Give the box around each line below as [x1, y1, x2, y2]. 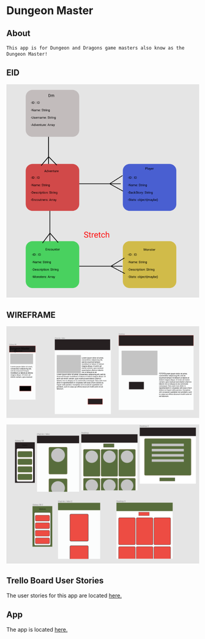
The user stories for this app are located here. [6, 591, 122, 599]
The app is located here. [6, 626, 68, 633]
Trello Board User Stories [6, 575, 104, 586]
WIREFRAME [6, 309, 56, 320]
